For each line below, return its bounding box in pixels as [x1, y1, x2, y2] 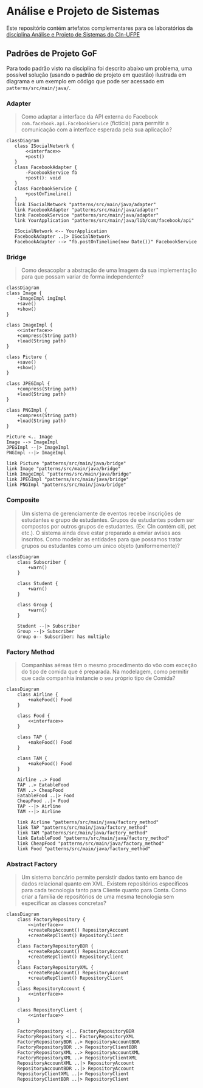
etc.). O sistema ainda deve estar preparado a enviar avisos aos [21, 529, 181, 536]
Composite [6, 496, 40, 504]
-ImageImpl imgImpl [17, 296, 67, 302]
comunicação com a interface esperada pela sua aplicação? [21, 126, 172, 133]
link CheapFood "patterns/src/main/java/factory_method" [17, 840, 165, 847]
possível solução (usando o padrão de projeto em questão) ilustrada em [6, 71, 187, 78]
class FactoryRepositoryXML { [17, 965, 94, 971]
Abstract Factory [6, 859, 58, 868]
